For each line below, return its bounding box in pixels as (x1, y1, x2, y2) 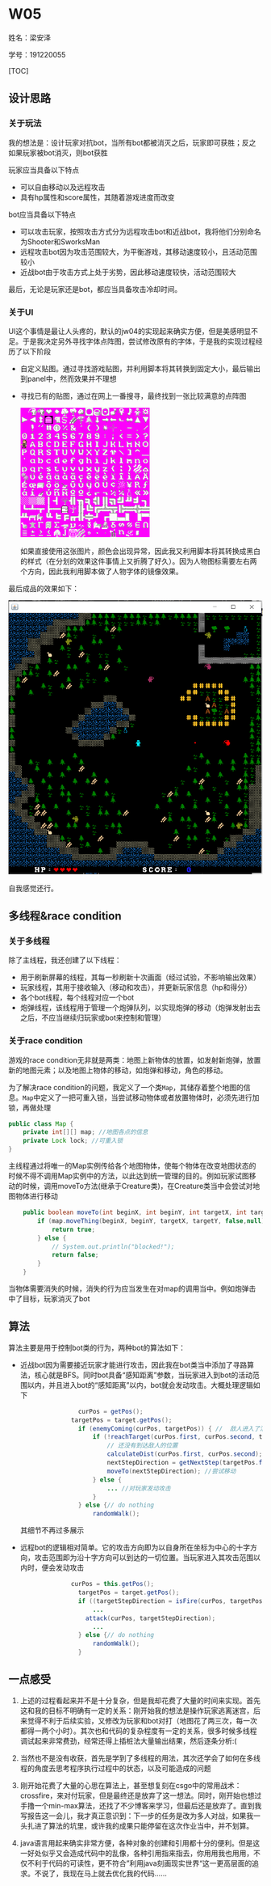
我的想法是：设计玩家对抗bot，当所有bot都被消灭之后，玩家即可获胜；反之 (8, 137, 256, 147)
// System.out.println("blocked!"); (51, 1242, 175, 1250)
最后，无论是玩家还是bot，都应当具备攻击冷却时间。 (8, 284, 182, 294)
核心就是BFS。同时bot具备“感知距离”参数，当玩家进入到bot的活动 (34, 1370, 252, 1380)
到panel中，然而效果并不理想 (19, 374, 117, 383)
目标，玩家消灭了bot (22, 1294, 90, 1304)
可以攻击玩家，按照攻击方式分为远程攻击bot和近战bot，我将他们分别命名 (19, 226, 261, 236)
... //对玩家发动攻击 (106, 1484, 171, 1492)
